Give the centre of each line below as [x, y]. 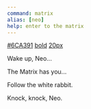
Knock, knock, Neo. [35, 98]
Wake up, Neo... [30, 59]
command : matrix [30, 13]
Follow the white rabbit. [40, 85]
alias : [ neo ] [26, 20]
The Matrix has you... [37, 72]
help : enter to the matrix [45, 26]
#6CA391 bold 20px [35, 46]
